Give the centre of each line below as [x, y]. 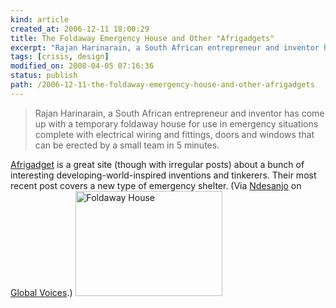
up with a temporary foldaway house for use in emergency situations [176, 123]
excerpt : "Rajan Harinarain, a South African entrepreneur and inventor [165, 47]
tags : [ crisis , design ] [60, 57]
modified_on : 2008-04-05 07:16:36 [82, 66]
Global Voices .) [41, 292]
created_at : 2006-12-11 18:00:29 [80, 29]
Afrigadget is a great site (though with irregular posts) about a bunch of [157, 164]
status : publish [44, 76]
